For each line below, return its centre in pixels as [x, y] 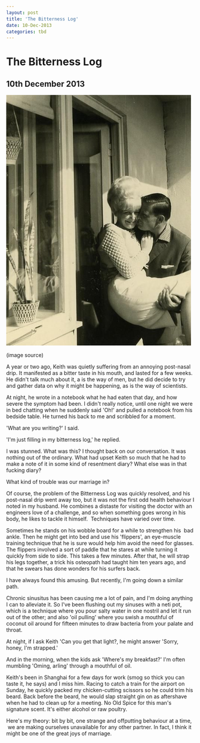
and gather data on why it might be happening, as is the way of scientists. [97, 386]
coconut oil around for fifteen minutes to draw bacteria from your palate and [100, 624]
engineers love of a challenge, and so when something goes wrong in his [96, 513]
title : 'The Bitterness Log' [42, 19]
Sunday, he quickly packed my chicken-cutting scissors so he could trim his [100, 690]
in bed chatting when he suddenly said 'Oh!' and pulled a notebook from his [99, 410]
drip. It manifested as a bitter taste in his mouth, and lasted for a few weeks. [99, 373]
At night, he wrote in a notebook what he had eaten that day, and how [92, 397]
